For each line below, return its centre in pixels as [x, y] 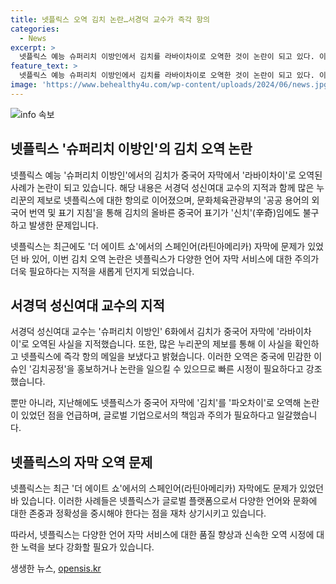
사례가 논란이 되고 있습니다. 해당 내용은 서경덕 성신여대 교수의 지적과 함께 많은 [162, 187]
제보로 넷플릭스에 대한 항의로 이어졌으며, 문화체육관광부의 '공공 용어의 [173, 200]
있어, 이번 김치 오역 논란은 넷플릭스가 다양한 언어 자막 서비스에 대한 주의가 [175, 258]
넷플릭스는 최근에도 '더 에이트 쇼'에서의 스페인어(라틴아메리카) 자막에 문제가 [158, 246]
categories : [35, 29]
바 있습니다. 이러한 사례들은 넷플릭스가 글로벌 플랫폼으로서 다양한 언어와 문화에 [164, 501]
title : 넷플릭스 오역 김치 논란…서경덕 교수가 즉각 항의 [110, 19]
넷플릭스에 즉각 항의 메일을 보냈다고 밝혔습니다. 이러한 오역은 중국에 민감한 [166, 357]
